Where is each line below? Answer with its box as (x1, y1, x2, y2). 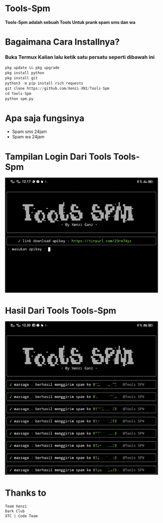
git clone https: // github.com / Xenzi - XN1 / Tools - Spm (5, 86, 110, 91)
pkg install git (5, 76, 38, 81)
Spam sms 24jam (12, 129, 47, 134)
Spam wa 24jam (12, 134, 45, 140)
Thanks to (5, 487, 47, 498)
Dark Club (5, 509, 25, 514)
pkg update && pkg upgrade (5, 65, 60, 71)
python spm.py (5, 96, 34, 101)
